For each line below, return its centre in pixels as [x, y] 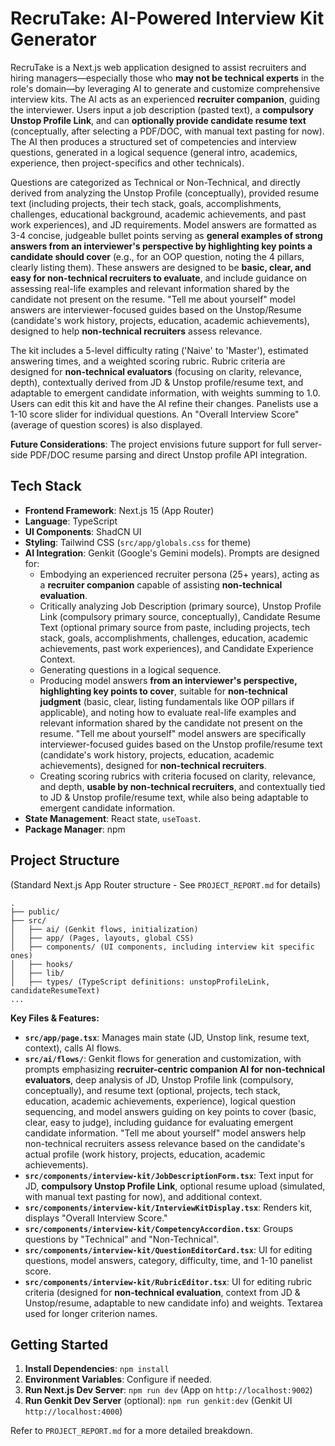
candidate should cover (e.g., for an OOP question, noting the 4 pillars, [157, 256]
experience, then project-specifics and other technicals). [127, 163]
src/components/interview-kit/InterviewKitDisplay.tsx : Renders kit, [168, 1207]
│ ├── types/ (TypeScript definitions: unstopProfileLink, [140, 982]
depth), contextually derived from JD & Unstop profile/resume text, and [157, 382]
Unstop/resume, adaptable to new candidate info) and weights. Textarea [173, 1303]
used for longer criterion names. [91, 1313]
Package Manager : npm [75, 829]
